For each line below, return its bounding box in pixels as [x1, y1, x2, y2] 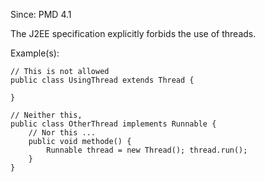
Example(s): [10, 47, 60, 59]
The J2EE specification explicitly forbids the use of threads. [10, 28, 257, 39]
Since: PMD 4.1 [10, 9, 72, 20]
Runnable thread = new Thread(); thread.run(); [46, 145, 248, 155]
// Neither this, [10, 110, 83, 120]
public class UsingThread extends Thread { [10, 75, 195, 85]
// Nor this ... [28, 128, 97, 138]
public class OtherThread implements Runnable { [10, 119, 217, 129]
